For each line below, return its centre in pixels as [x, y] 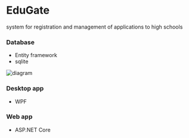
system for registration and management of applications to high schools [94, 27]
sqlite [21, 62]
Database [20, 42]
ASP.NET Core [32, 130]
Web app [19, 117]
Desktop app [25, 89]
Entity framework [36, 55]
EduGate [28, 10]
